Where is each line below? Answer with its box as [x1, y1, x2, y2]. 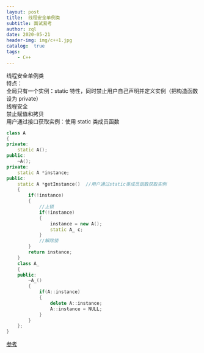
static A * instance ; [17, 169, 70, 176]
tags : [6, 49, 20, 55]
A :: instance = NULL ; [49, 306, 103, 312]
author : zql [6, 26, 37, 32]
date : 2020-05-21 [6, 32, 51, 38]
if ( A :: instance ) [38, 289, 81, 295]
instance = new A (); [49, 220, 103, 227]
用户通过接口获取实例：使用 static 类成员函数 [6, 117, 120, 125]
